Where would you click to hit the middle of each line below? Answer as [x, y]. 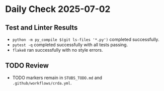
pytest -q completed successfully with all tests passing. [70, 45]
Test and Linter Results [41, 28]
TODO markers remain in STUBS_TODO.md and [57, 78]
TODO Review [27, 66]
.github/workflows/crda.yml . [42, 83]
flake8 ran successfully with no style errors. [58, 50]
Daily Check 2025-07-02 [58, 9]
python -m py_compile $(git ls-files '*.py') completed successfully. [86, 39]
